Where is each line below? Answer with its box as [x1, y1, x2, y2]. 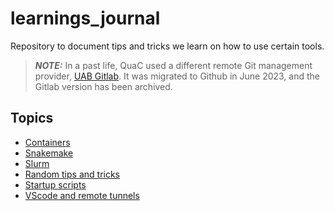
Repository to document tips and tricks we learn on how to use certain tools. [10, 40, 325, 52]
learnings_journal [10, 7, 161, 30]
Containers [24, 136, 71, 148]
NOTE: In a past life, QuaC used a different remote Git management [34, 59, 313, 71]
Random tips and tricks [24, 168, 121, 180]
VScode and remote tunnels [24, 189, 140, 201]
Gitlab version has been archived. [34, 80, 173, 92]
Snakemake [24, 147, 74, 159]
